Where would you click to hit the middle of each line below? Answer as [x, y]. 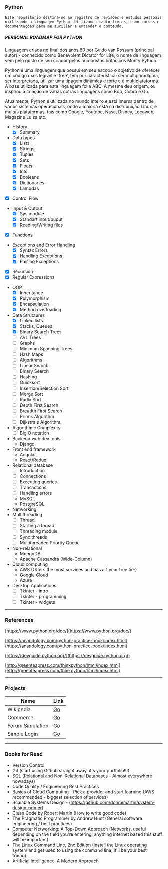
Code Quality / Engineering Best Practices [56, 786]
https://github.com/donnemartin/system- [113, 802]
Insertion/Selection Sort [44, 388]
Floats [26, 166]
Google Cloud [34, 575]
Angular [28, 455]
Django [27, 444]
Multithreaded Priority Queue [50, 543]
